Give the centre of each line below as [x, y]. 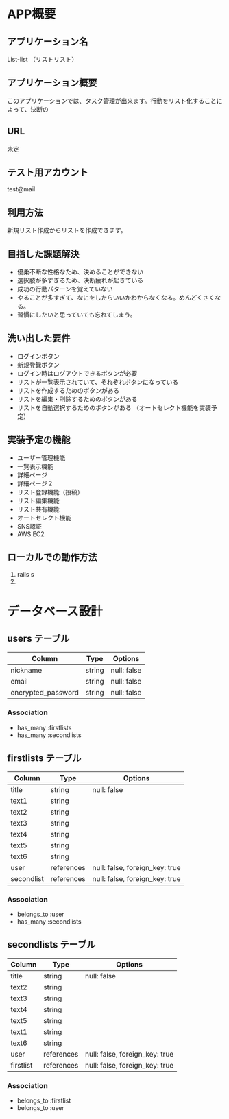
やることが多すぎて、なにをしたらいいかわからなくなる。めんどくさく [116, 298]
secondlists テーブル [51, 944]
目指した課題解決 [43, 254]
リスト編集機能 [38, 501]
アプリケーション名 [48, 41]
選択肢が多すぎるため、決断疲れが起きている [80, 280]
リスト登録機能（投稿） [50, 492]
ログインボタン [38, 356]
